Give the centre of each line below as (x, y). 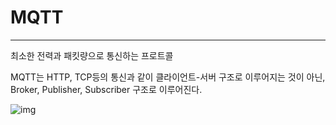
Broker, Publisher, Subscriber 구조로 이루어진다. (106, 89)
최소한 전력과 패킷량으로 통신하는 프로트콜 (92, 55)
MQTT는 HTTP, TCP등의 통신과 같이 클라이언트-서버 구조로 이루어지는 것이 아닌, (168, 77)
